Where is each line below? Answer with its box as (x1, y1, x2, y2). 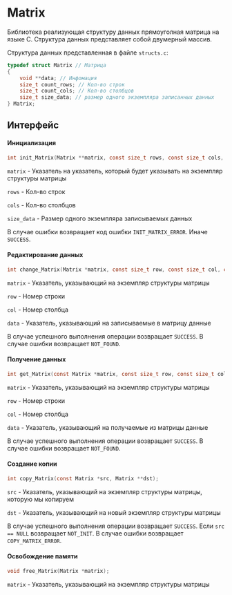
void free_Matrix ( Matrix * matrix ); (7, 567, 110, 574)
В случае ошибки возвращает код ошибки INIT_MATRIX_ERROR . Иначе (7, 227, 209, 236)
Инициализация (7, 139, 57, 147)
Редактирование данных (7, 251, 84, 259)
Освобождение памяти (7, 552, 78, 560)
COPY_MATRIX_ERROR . (7, 536, 62, 545)
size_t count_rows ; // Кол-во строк (19, 81, 126, 88)
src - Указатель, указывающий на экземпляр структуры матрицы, (7, 487, 202, 495)
